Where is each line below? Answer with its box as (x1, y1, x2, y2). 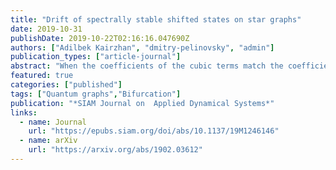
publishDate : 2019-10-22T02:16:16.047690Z (10, 33, 190, 43)
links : (10, 107, 38, 118)
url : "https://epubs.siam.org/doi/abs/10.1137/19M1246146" (28, 126, 280, 136)
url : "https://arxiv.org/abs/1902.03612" (28, 145, 203, 155)
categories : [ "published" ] (10, 80, 123, 90)
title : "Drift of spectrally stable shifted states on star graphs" (10, 14, 302, 25)
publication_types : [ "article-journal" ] (10, 52, 182, 62)
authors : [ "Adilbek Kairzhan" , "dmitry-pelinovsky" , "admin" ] (10, 42, 275, 53)
